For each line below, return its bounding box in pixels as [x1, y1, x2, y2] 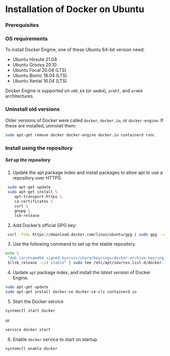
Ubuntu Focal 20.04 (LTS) [12, 67, 67, 73]
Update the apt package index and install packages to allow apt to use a [12, 169, 163, 175]
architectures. [5, 93, 34, 99]
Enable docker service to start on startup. [12, 336, 99, 342]
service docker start [5, 327, 51, 332]
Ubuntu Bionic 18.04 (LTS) [12, 72, 67, 79]
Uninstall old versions [5, 106, 60, 113]
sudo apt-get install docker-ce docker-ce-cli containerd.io [5, 289, 137, 294]
